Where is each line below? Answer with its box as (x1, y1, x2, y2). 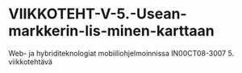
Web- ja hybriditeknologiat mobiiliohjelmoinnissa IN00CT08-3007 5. (8, 48, 235, 58)
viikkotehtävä (8, 57, 52, 67)
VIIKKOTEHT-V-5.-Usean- (8, 5, 187, 23)
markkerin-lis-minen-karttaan (8, 22, 215, 40)
